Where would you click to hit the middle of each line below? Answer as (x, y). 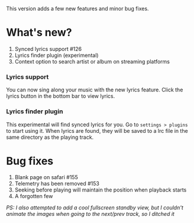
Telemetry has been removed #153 (57, 184)
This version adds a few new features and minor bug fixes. (77, 9)
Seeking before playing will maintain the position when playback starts (101, 190)
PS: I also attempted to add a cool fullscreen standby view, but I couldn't (95, 208)
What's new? (39, 33)
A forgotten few (34, 196)
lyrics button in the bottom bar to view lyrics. (61, 96)
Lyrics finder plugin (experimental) (56, 55)
